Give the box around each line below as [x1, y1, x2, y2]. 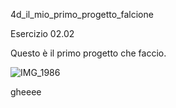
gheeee [10, 86, 42, 98]
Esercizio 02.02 [10, 28, 75, 39]
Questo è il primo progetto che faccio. [10, 47, 167, 59]
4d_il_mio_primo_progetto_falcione [10, 9, 154, 20]
